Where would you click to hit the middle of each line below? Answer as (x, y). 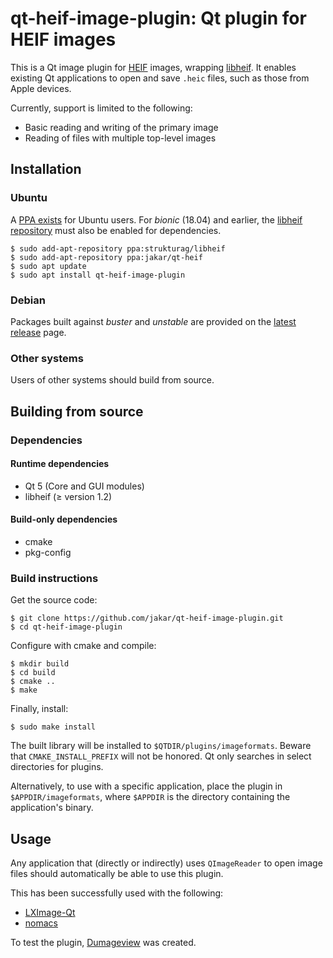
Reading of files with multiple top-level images (120, 138)
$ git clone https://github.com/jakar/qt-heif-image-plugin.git (147, 618)
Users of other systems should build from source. (112, 380)
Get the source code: (54, 600)
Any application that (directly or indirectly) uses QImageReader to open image (166, 863)
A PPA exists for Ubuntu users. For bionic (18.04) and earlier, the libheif (156, 219)
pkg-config (48, 552)
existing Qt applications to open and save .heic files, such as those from (160, 78)
